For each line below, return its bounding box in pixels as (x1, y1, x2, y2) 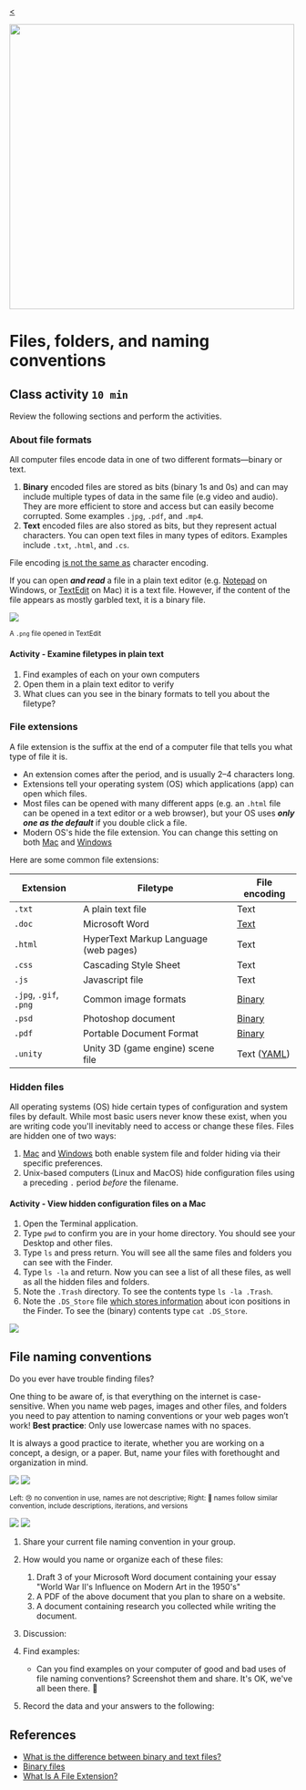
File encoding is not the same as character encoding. (9, 557, 209, 568)
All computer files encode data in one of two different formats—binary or (9, 454, 282, 465)
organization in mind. (9, 1457, 88, 1468)
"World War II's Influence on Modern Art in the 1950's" (36, 1581, 241, 1593)
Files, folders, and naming (9, 331, 209, 352)
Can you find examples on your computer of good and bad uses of (36, 1663, 287, 1675)
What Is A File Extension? (22, 1770, 118, 1781)
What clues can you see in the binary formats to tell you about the (22, 688, 270, 699)
